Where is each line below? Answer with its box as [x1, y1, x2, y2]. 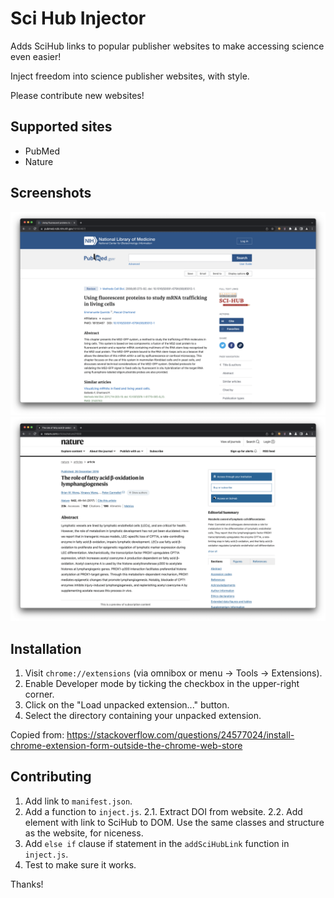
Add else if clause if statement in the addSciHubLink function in [24, 837, 290, 849]
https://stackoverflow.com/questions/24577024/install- [66, 729, 295, 741]
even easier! [10, 50, 62, 62]
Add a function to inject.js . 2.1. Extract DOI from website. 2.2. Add [24, 805, 303, 817]
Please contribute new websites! [10, 89, 145, 101]
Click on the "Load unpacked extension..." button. [24, 699, 230, 711]
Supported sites [10, 118, 113, 136]
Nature [24, 155, 54, 167]
